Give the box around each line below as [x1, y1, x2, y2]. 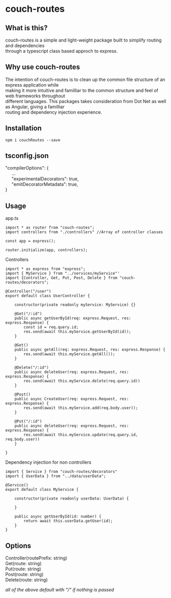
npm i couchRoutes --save [5, 137, 60, 142]
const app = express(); [5, 239, 56, 244]
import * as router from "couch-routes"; [5, 225, 95, 231]
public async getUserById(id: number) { [14, 514, 102, 519]
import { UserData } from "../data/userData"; [5, 473, 106, 479]
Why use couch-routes [5, 63, 80, 72]
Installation [5, 124, 42, 133]
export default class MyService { [5, 487, 79, 492]
